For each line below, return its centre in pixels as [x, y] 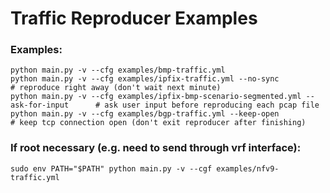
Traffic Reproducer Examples [134, 18]
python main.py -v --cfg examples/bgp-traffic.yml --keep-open [145, 114]
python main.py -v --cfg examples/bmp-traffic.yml [118, 70]
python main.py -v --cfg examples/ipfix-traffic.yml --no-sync [145, 79]
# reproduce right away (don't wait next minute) [116, 88]
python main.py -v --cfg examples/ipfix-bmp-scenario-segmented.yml [156, 97]
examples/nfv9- [248, 168]
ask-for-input [40, 105]
